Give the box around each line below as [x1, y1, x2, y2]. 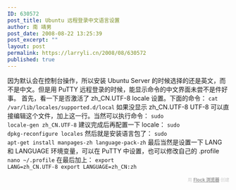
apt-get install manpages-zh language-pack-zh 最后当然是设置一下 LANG [7, 138, 223, 146]
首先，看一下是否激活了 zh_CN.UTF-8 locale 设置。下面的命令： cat [20, 94, 218, 102]
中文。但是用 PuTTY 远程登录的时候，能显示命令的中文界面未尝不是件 [19, 85, 222, 94]
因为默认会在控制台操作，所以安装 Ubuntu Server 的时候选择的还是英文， [7, 76, 220, 84]
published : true [7, 56, 55, 63]
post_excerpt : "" [7, 37, 58, 44]
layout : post [7, 43, 46, 50]
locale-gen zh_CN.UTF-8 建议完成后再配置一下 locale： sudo [7, 120, 180, 129]
